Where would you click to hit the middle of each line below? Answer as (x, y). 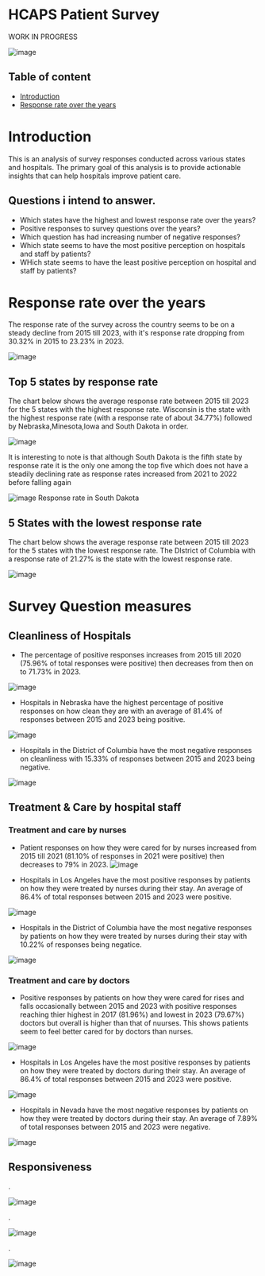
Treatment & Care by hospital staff (95, 807)
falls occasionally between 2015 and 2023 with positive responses (128, 1006)
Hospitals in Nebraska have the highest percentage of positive (121, 703)
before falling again (40, 483)
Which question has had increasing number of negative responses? (130, 237)
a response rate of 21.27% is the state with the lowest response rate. (120, 559)
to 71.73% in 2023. (50, 672)
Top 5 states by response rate (83, 382)
